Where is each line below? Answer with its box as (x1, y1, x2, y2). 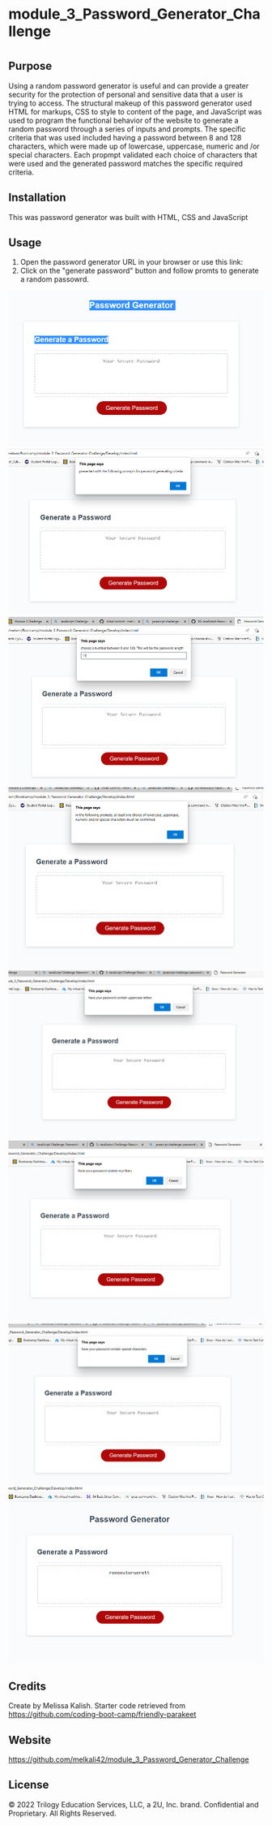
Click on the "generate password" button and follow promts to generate (19, 265, 259, 276)
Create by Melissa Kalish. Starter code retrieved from (8, 1701, 186, 1711)
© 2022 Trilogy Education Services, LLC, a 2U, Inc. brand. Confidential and (8, 1799, 259, 1809)
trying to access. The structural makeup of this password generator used (8, 98, 253, 108)
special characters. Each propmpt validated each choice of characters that (8, 149, 257, 159)
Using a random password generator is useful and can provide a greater (8, 80, 249, 90)
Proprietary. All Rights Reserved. (8, 1808, 117, 1818)
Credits (8, 1679, 47, 1693)
